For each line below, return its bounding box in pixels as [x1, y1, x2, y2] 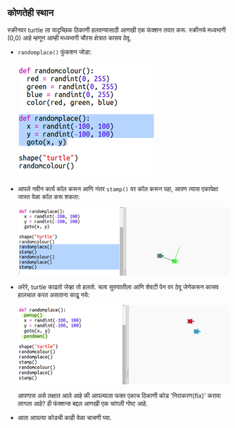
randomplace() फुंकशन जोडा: [17, 47, 92, 56]
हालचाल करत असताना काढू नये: [17, 291, 90, 299]
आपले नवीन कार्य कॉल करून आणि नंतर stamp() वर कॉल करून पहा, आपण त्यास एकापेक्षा [17, 184, 219, 193]
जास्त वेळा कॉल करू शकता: [17, 192, 80, 201]
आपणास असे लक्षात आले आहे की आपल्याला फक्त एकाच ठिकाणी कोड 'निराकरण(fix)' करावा [17, 391, 222, 400]
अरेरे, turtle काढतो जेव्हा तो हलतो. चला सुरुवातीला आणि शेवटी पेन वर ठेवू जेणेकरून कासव [17, 283, 220, 291]
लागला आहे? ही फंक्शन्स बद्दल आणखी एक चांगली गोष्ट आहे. [17, 399, 148, 408]
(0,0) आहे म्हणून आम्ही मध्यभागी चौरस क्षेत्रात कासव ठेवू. [7, 33, 132, 42]
